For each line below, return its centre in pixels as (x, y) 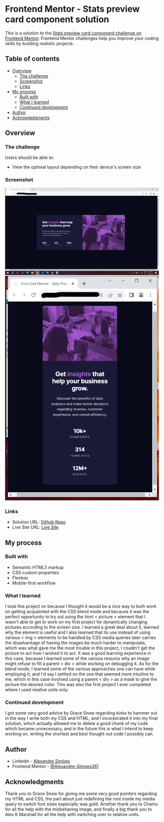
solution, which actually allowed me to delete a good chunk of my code (76, 723)
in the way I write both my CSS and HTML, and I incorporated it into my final (81, 718)
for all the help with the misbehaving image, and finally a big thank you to (79, 809)
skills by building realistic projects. (40, 43)
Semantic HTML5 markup (38, 567)
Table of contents (32, 59)
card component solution (57, 19)
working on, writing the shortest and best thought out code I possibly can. (80, 734)
